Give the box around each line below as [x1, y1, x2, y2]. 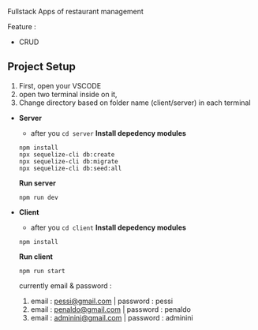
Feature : [7, 22, 36, 31]
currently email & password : [18, 280, 112, 291]
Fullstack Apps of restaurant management [7, 7, 144, 16]
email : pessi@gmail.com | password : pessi [30, 296, 174, 306]
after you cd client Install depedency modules [30, 223, 187, 232]
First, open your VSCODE [18, 81, 102, 90]
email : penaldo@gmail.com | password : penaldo [30, 304, 191, 314]
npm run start [18, 267, 65, 275]
